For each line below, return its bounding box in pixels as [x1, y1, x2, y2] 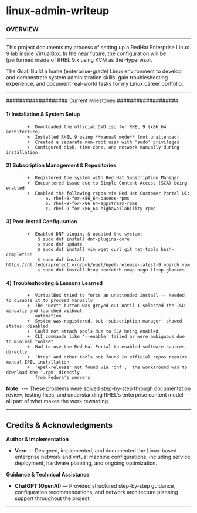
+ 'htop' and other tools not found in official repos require [27, 354, 188, 360]
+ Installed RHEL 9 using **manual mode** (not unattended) [27, 134, 180, 140]
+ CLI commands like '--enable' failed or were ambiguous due [27, 334, 185, 340]
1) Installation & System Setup [6, 110, 80, 118]
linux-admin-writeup [6, 4, 110, 18]
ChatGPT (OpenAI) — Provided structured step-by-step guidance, [14, 482, 176, 489]
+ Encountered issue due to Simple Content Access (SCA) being [27, 180, 188, 186]
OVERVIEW [6, 25, 39, 33]
